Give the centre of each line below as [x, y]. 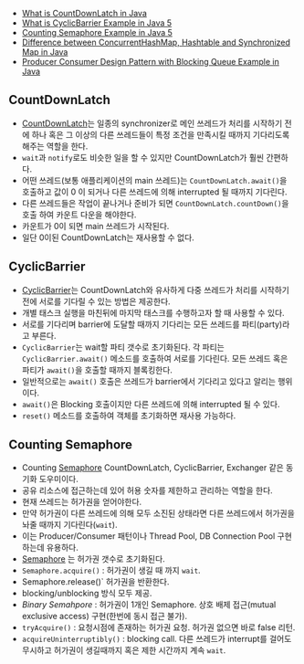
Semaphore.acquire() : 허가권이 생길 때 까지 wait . [111, 571]
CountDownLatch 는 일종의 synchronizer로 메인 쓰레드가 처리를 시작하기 [152, 123]
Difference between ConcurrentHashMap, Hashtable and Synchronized [156, 42]
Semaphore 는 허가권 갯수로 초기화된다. [93, 559]
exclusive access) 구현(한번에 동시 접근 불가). [105, 617]
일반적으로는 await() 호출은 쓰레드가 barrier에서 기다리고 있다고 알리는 [148, 381]
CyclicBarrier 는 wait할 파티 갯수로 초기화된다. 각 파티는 [123, 347]
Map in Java [45, 52]
